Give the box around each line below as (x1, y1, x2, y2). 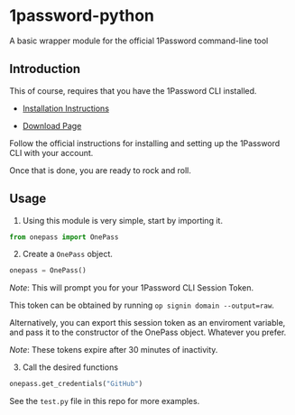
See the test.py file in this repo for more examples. (9, 396, 200, 407)
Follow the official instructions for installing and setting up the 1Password (9, 137, 281, 149)
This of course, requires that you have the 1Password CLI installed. (9, 85, 257, 96)
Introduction (9, 61, 81, 77)
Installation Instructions (22, 103, 110, 114)
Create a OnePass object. (22, 249, 113, 260)
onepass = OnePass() (9, 266, 88, 275)
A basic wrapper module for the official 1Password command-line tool (9, 35, 269, 46)
